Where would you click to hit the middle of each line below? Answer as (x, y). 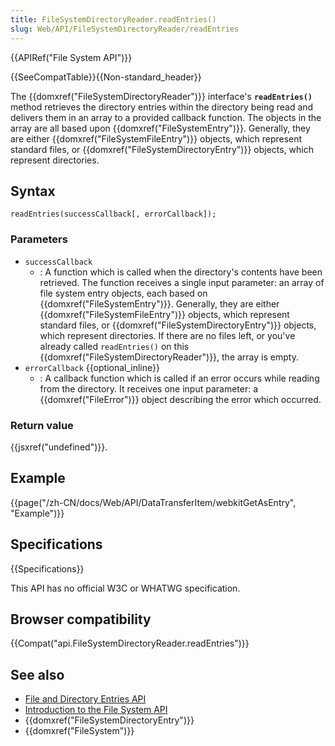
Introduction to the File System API (96, 710)
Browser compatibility (81, 619)
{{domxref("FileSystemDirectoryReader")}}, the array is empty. (169, 357)
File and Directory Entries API (85, 699)
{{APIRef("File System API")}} (71, 57)
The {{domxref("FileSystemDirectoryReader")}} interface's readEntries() (161, 96)
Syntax (33, 191)
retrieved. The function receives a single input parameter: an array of (182, 282)
